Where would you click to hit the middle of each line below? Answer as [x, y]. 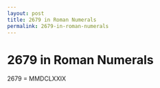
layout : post [26, 13]
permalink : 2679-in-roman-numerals [58, 26]
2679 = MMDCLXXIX [37, 78]
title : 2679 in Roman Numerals [52, 20]
